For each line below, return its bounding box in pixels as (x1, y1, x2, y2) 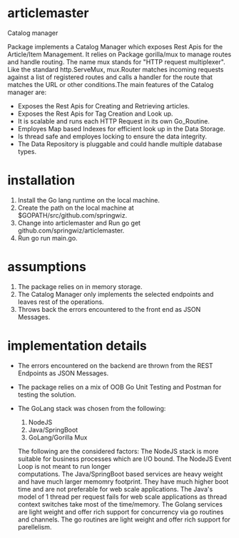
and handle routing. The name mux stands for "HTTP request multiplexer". (7, 57, 226, 66)
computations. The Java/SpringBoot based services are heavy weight (17, 470, 223, 478)
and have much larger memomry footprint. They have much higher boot (17, 477, 229, 486)
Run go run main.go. (17, 233, 78, 242)
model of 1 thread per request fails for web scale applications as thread (17, 492, 227, 501)
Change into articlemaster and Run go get (17, 218, 141, 227)
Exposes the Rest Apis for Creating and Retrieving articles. (17, 101, 190, 110)
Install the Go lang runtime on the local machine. (17, 196, 161, 204)
